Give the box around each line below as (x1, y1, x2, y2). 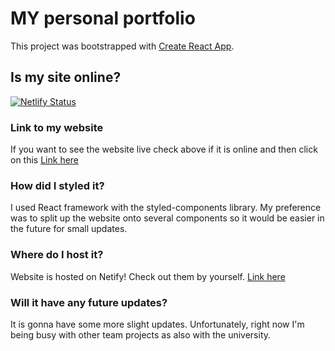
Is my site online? (10, 69, 122, 86)
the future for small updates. (10, 223, 128, 235)
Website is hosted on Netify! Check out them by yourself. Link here (10, 270, 286, 282)
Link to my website (10, 120, 104, 134)
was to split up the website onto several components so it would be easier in (10, 212, 325, 224)
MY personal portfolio (10, 7, 196, 30)
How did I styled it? (10, 178, 105, 192)
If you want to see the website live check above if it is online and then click (10, 143, 318, 156)
